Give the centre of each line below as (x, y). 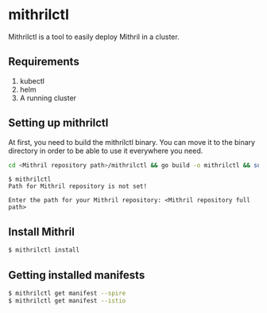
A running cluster (48, 98)
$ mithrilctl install (44, 250)
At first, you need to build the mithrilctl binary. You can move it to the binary (132, 142)
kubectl (32, 80)
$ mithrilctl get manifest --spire (67, 293)
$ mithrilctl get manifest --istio (67, 300)
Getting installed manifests (77, 275)
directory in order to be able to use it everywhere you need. (106, 151)
